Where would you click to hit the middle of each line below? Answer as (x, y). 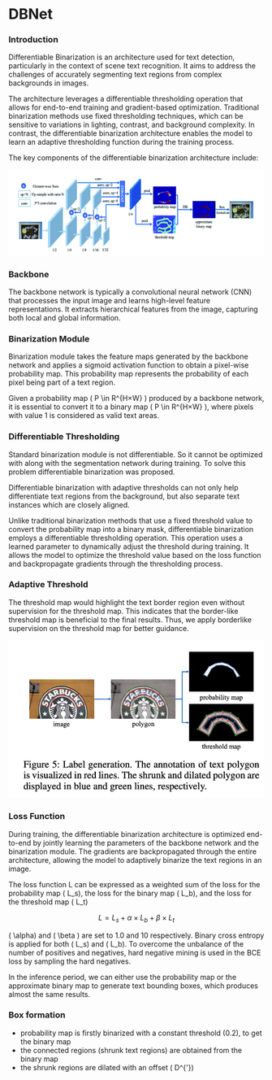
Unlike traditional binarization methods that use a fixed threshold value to (131, 520)
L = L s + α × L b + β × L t (136, 918)
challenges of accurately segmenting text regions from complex (115, 75)
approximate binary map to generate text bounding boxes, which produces (133, 986)
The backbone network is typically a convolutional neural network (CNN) (130, 292)
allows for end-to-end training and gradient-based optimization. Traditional (134, 107)
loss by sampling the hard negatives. (70, 961)
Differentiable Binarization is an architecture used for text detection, (122, 57)
